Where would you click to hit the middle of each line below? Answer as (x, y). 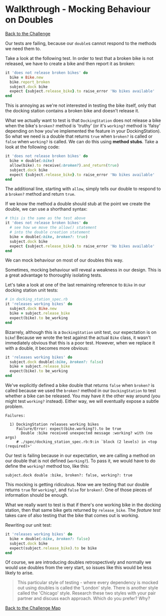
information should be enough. (37, 495)
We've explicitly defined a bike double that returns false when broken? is (80, 385)
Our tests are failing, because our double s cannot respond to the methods (81, 43)
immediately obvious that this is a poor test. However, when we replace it (80, 342)
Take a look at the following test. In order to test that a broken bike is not (79, 58)
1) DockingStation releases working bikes (54, 425)
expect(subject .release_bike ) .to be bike (53, 548)
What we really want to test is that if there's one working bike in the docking (83, 505)
